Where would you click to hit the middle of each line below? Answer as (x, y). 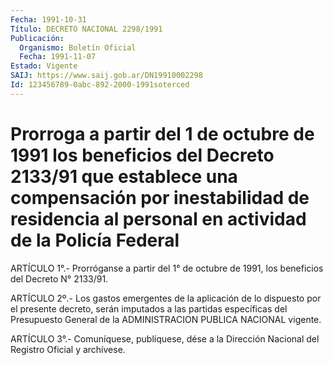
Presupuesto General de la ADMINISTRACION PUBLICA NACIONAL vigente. (166, 319)
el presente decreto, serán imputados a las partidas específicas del (149, 308)
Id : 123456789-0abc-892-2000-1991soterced (100, 85)
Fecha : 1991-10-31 (48, 19)
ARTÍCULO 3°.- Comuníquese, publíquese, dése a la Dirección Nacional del (165, 338)
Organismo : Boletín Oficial (78, 47)
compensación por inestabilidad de (160, 197)
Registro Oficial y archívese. (68, 349)
